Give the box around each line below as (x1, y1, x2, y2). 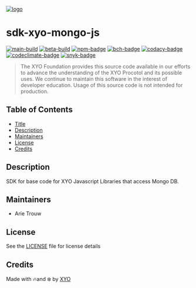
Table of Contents (6, 105, 73, 115)
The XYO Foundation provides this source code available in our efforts (20, 63, 191, 70)
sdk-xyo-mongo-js (6, 26, 100, 39)
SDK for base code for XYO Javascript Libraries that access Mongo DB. (6, 177, 179, 184)
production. (20, 88, 49, 95)
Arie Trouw (14, 210, 42, 217)
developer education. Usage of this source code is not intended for (20, 81, 183, 88)
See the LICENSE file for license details (6, 243, 101, 250)
